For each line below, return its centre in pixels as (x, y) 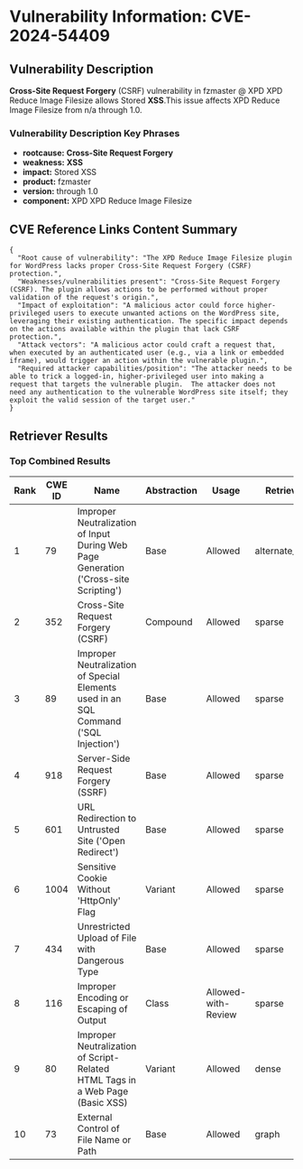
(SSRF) (92, 792)
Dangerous (101, 960)
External (95, 1117)
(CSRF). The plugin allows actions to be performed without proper (139, 290)
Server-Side (104, 758)
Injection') (98, 744)
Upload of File (107, 938)
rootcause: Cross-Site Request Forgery (98, 153)
